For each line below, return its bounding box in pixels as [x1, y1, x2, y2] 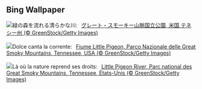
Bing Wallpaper [6, 5, 65, 15]
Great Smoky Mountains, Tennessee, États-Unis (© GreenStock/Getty [6, 69, 180, 76]
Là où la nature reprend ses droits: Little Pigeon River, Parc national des [12, 63, 192, 70]
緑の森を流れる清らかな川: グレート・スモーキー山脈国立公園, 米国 [12, 21, 180, 29]
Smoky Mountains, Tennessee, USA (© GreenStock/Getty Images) [6, 49, 171, 57]
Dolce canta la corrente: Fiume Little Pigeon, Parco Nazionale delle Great [12, 43, 196, 50]
